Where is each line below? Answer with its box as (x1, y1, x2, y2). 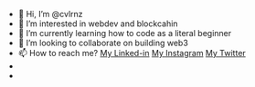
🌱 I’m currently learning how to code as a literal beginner (17, 28, 231, 38)
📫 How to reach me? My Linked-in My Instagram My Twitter (17, 48, 247, 58)
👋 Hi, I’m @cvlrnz (17, 9, 84, 19)
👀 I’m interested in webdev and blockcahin (17, 18, 178, 29)
